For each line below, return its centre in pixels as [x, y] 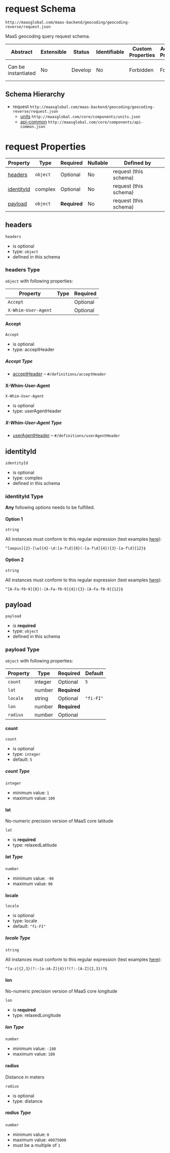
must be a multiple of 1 [36, 1145]
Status [81, 52]
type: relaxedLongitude [37, 1016]
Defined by [137, 163]
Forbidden [141, 70]
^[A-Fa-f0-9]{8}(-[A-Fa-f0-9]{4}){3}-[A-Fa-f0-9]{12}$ [64, 589]
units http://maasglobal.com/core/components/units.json [80, 116]
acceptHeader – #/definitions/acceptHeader [59, 374]
